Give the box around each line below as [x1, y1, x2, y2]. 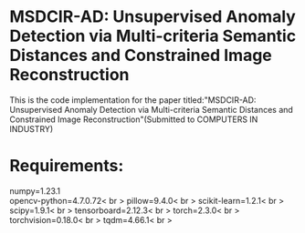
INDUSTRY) [9, 123, 54, 134]
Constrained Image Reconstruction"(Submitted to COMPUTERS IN [9, 114, 258, 125]
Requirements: [9, 156, 124, 177]
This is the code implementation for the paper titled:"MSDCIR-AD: [9, 94, 257, 106]
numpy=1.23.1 [9, 185, 61, 197]
